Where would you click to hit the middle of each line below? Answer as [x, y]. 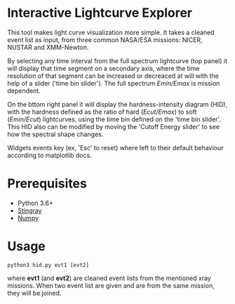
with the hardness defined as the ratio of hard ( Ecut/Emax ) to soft [102, 112]
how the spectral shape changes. [55, 134]
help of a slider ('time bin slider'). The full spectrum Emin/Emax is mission [114, 83]
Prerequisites [47, 184]
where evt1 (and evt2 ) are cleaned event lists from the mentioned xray [109, 278]
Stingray [29, 210]
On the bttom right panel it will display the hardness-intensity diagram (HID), [117, 104]
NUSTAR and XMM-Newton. [48, 47]
